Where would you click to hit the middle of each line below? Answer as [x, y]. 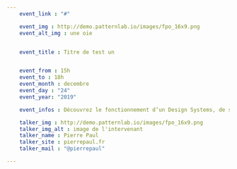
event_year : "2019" [48, 97]
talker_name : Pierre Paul [59, 136]
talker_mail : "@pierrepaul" [62, 149]
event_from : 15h [45, 71]
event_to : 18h [42, 77]
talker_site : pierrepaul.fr [62, 142]
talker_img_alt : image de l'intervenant [81, 129]
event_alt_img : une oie [56, 33]
